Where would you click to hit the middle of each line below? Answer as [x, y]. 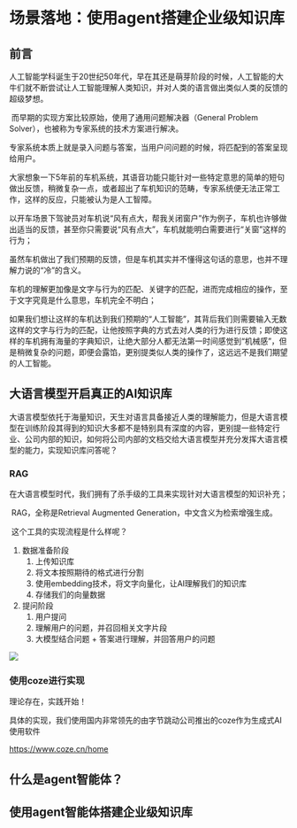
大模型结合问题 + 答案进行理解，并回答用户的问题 [125, 639]
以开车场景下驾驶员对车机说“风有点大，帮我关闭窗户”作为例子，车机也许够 [145, 218]
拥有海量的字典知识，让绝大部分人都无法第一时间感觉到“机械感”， [160, 341]
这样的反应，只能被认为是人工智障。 [90, 199]
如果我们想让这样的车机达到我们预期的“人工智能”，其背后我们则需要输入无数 [148, 319]
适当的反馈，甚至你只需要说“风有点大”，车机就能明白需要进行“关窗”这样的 [151, 229]
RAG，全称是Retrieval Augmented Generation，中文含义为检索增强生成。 [144, 513]
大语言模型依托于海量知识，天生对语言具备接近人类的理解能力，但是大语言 [145, 416]
